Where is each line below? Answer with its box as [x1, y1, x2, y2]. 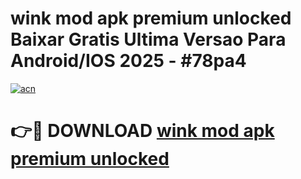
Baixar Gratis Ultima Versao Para [10, 28, 287, 51]
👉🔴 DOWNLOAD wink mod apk [10, 120, 275, 142]
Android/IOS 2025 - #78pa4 [10, 50, 247, 72]
